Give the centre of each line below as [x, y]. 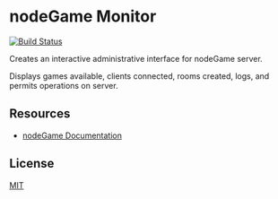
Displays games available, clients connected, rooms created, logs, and [139, 76]
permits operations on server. [64, 85]
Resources [40, 114]
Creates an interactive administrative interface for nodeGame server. [136, 58]
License [32, 164]
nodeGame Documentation [72, 135]
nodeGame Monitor [83, 17]
